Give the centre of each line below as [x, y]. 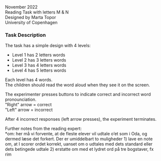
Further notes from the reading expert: [43, 129]
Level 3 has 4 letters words [39, 65]
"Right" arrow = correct [28, 105]
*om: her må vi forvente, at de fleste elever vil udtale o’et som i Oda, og [76, 134]
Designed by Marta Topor [31, 17]
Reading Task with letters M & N [37, 12]
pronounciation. [21, 99]
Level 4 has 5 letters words [39, 70]
